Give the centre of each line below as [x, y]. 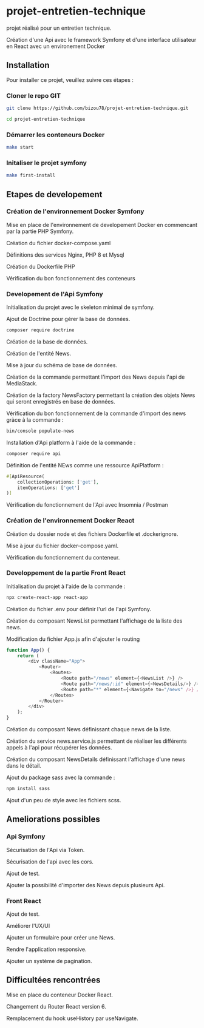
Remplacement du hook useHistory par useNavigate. [72, 1018]
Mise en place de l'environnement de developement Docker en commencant [102, 225]
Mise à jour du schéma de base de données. [62, 365]
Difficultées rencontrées [53, 980]
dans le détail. [24, 766]
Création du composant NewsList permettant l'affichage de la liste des [94, 621]
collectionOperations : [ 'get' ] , [58, 482]
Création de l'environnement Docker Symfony [75, 212]
